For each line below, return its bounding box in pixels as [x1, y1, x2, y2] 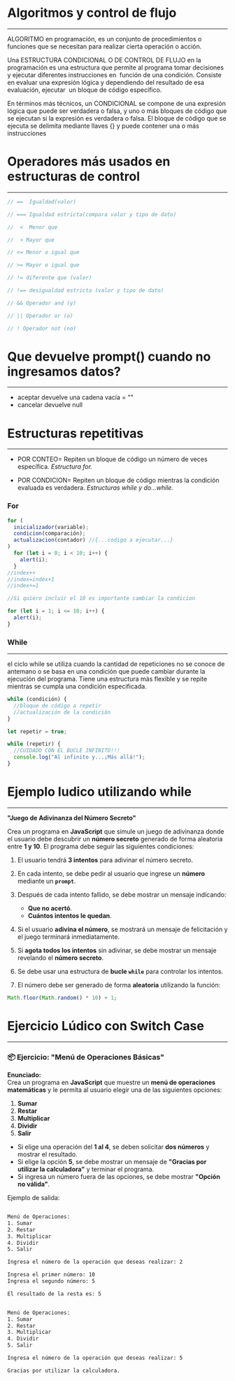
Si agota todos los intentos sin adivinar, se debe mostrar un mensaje [17, 946, 217, 954]
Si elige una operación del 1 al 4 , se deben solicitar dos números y [17, 1142, 210, 1152]
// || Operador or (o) [7, 312, 73, 319]
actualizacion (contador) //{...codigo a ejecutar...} [13, 537, 173, 544]
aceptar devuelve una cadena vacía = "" [17, 393, 134, 401]
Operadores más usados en [7, 154, 171, 170]
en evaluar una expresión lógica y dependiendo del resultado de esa [7, 78, 205, 86]
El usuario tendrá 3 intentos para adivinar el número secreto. [17, 855, 194, 864]
